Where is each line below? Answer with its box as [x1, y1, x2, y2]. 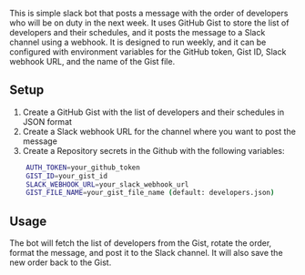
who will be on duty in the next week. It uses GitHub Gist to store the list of [9, 17, 290, 28]
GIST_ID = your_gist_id [25, 171, 107, 180]
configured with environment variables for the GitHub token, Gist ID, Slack [9, 46, 287, 57]
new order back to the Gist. [9, 257, 112, 268]
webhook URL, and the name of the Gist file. [9, 56, 176, 66]
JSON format [22, 116, 73, 127]
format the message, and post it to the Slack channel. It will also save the [9, 248, 284, 259]
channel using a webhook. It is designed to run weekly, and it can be [9, 36, 267, 47]
